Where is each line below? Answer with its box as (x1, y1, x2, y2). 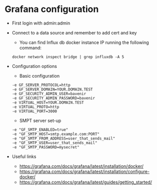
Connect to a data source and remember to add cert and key (11, 29, 137, 35)
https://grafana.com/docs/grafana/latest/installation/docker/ (19, 163, 143, 169)
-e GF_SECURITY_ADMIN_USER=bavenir (11, 91, 86, 96)
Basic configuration (19, 72, 60, 78)
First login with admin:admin (11, 20, 70, 26)
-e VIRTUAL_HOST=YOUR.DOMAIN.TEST (11, 100, 84, 105)
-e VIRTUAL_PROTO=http (11, 104, 59, 109)
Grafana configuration (4, 3, 99, 15)
